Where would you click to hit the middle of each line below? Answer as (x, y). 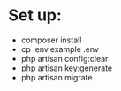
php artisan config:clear (64, 58)
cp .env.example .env (60, 49)
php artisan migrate (57, 77)
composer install (51, 40)
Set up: (35, 15)
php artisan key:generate (67, 68)
